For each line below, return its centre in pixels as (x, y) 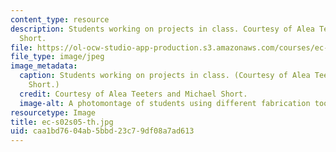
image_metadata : (44, 66)
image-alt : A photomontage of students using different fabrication (165, 103)
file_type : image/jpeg (57, 57)
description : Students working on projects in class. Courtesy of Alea (162, 29)
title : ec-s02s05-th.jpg (62, 122)
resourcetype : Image (53, 112)
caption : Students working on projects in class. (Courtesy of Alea (165, 76)
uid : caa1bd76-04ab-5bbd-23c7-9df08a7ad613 (102, 131)
